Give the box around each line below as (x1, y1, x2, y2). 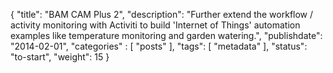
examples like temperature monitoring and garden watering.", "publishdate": (10, 30, 323, 41)
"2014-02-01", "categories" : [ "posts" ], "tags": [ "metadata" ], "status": (10, 40, 308, 52)
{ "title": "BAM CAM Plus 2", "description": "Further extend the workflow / (10, 9, 314, 20)
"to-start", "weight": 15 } (10, 51, 110, 63)
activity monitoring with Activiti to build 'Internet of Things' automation (10, 19, 301, 31)
